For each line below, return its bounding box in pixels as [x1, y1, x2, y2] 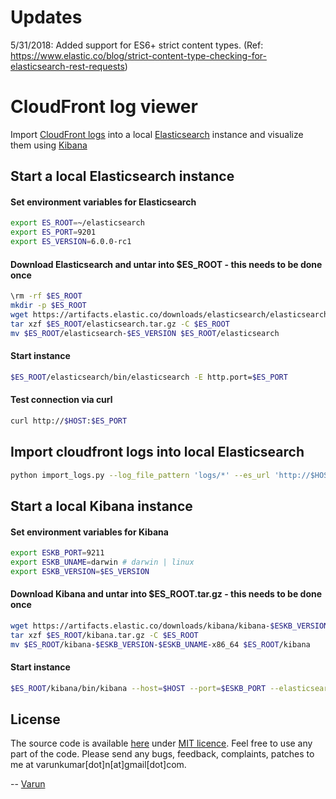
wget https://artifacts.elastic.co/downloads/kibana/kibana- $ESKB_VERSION [10, 621, 329, 631]
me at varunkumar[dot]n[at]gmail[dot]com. [10, 759, 187, 771]
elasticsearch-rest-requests [10, 60, 125, 72]
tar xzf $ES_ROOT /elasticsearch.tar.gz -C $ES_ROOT [10, 319, 230, 329]
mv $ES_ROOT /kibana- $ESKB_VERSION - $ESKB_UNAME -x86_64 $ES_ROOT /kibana [10, 639, 311, 650]
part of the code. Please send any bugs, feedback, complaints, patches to [10, 748, 315, 760]
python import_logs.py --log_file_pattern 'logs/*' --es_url [10, 470, 271, 480]
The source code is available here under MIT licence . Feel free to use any [10, 737, 313, 750]
